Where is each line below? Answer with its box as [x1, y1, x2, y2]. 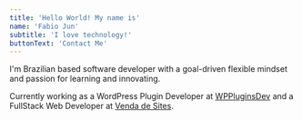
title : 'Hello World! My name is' [9, 13, 141, 23]
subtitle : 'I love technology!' [9, 30, 132, 39]
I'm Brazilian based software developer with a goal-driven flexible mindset [9, 64, 288, 75]
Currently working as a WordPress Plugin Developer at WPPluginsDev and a [9, 91, 294, 102]
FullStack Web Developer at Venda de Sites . [9, 101, 175, 112]
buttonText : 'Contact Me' [9, 38, 107, 48]
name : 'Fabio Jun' [9, 22, 79, 31]
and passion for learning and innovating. [9, 74, 161, 85]
